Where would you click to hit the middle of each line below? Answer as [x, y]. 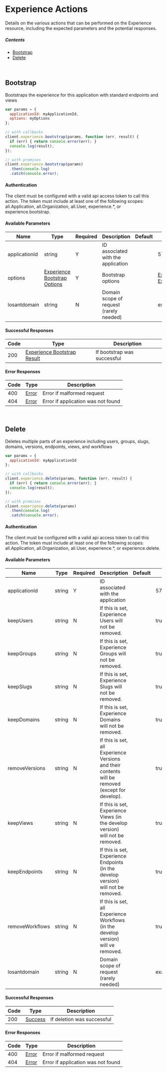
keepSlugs [20, 686]
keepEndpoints [25, 872]
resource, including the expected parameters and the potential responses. [81, 28]
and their [110, 765]
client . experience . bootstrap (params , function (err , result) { [72, 137]
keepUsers [20, 620]
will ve [107, 945]
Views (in [111, 817]
